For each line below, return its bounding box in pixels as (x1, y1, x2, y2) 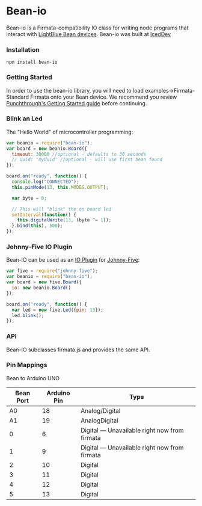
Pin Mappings (6, 361, 47, 369)
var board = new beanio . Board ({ (6, 146, 87, 152)
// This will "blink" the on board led (11, 206, 112, 212)
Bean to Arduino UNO (6, 374, 60, 381)
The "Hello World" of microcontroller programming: (6, 128, 133, 135)
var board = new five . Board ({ (6, 279, 82, 285)
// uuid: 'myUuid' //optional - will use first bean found (11, 156, 163, 163)
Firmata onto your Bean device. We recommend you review (29, 93, 177, 100)
